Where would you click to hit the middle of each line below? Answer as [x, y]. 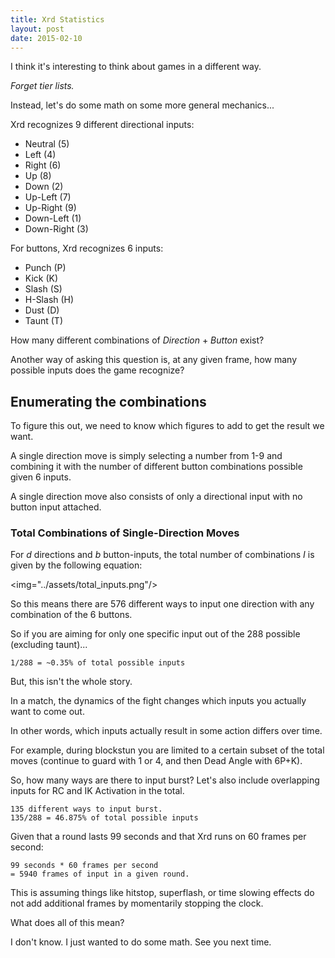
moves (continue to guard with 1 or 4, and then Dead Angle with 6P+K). [156, 761]
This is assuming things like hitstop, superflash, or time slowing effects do [162, 893]
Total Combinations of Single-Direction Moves [125, 533]
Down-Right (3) [56, 229]
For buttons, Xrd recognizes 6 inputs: [87, 248]
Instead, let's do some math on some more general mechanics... [142, 105]
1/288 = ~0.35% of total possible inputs [98, 663]
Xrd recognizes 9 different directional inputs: [102, 125]
